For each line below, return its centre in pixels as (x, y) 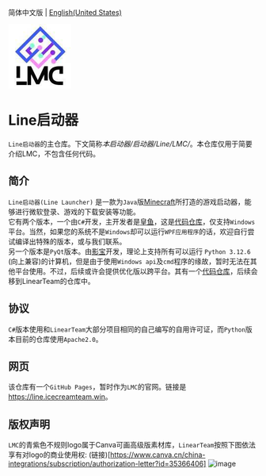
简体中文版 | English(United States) (65, 12)
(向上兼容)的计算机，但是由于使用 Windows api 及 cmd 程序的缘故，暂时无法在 (129, 261)
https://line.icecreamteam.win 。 (60, 397)
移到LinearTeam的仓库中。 (51, 281)
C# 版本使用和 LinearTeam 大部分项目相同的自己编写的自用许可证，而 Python (127, 329)
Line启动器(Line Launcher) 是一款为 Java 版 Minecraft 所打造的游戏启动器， (127, 202)
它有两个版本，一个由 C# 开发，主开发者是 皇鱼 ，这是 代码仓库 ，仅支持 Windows (132, 221)
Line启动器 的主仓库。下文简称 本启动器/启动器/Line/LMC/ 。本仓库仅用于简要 (130, 144)
